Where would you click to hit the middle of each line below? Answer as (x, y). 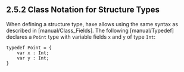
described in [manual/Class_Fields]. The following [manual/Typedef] (90, 30)
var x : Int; (33, 53)
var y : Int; (33, 58)
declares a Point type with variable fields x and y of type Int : (81, 37)
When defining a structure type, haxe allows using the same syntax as (92, 24)
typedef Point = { (29, 48)
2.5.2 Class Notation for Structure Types (83, 10)
